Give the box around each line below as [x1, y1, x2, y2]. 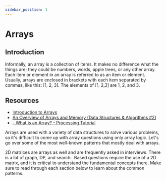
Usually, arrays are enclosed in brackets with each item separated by [5, 77, 146, 83]
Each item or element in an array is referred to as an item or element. [5, 72, 145, 77]
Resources [5, 97, 39, 105]
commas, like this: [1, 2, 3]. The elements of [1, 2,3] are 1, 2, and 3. [5, 82, 140, 88]
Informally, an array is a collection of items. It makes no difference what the [5, 61, 159, 67]
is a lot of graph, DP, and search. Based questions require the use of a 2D [5, 155, 157, 161]
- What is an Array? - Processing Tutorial [12, 120, 96, 126]
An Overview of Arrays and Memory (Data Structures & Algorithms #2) [12, 114, 157, 121]
